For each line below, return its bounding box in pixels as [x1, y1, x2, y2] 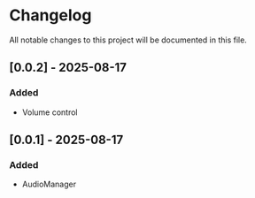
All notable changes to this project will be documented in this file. [9, 34, 248, 45]
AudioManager [21, 179, 77, 190]
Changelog [9, 5, 92, 26]
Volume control [21, 107, 78, 118]
